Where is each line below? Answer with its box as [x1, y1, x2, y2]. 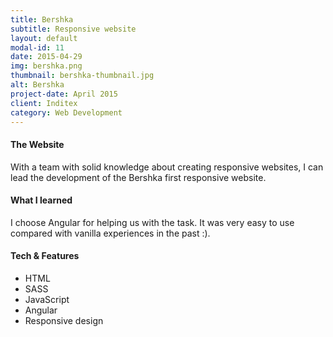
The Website [10, 138, 65, 150]
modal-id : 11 [10, 42, 65, 53]
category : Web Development [10, 107, 123, 118]
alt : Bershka [10, 80, 65, 90]
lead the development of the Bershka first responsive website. [10, 171, 267, 183]
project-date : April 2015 [10, 89, 118, 99]
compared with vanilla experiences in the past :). [10, 227, 211, 239]
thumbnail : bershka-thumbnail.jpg [10, 71, 155, 81]
